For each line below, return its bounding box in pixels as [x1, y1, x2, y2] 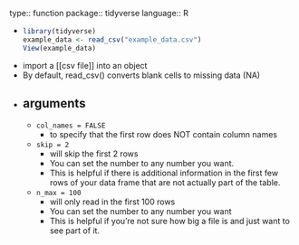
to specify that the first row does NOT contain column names [49, 129, 278, 140]
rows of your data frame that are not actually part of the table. [49, 177, 281, 188]
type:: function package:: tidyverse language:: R [9, 8, 188, 18]
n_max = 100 [35, 189, 82, 198]
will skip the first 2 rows [49, 148, 139, 159]
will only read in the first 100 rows [49, 196, 176, 207]
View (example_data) [22, 43, 97, 52]
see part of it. [49, 225, 101, 236]
